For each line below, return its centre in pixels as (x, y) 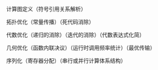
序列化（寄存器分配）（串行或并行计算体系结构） (66, 61)
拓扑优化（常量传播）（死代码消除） (50, 22)
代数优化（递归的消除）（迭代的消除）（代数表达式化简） (75, 35)
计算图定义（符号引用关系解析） (46, 9)
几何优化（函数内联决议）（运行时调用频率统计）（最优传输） (81, 48)
